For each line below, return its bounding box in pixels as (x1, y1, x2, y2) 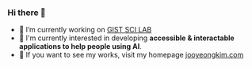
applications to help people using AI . (18, 42, 142, 51)
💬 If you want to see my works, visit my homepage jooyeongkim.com (18, 50, 244, 60)
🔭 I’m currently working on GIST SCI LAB (18, 25, 152, 35)
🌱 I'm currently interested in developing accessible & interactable (18, 33, 235, 43)
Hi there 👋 (7, 7, 47, 18)
